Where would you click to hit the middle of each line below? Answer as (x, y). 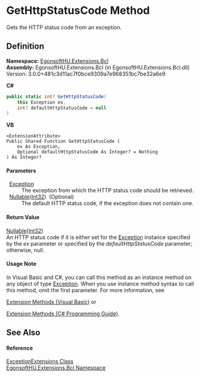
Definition (25, 46)
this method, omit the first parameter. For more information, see (85, 290)
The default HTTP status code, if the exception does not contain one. (108, 203)
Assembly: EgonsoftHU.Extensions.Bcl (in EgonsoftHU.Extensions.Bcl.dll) (98, 67)
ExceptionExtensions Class (40, 361)
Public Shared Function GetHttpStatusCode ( (63, 142)
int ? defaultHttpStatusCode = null (62, 108)
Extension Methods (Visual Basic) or (51, 302)
